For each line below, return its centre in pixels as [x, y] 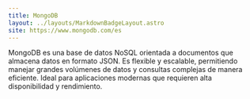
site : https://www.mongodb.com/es [65, 30]
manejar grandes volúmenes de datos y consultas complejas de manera [125, 70]
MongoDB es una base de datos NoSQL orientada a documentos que [121, 53]
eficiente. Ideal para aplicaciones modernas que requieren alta [110, 78]
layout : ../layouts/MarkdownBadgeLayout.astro [86, 23]
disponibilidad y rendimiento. [55, 86]
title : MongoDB [33, 15]
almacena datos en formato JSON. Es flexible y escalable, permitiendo [123, 61]
